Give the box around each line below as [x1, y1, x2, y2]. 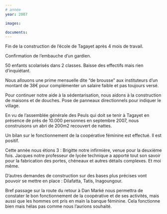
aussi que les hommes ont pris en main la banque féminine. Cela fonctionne [5, 198, 161, 204]
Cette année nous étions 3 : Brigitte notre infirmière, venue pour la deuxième [5, 147, 162, 154]
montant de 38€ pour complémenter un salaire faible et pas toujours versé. [5, 83, 159, 89]
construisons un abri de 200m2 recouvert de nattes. [5, 123, 112, 129]
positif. [5, 138, 19, 144]
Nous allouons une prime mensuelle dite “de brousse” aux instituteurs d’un [5, 77, 158, 83]
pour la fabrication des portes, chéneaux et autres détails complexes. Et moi [5, 158, 162, 164]
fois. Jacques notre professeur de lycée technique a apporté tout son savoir [5, 153, 161, 159]
